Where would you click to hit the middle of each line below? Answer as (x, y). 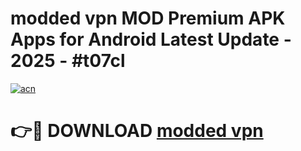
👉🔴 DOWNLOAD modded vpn (137, 131)
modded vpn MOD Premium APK (148, 18)
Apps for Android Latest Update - (151, 39)
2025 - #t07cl (68, 61)
